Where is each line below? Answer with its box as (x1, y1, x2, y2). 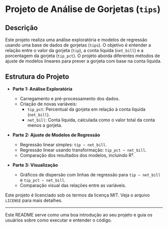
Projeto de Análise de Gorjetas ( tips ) (5, 4, 161, 15)
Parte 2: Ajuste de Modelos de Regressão (12, 132, 100, 138)
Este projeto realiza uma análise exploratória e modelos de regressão (5, 37, 147, 43)
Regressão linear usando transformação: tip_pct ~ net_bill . (19, 147, 146, 153)
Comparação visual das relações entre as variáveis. (19, 182, 126, 188)
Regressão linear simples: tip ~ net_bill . (19, 141, 107, 147)
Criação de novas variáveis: (19, 101, 77, 107)
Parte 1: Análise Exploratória (12, 86, 72, 92)
